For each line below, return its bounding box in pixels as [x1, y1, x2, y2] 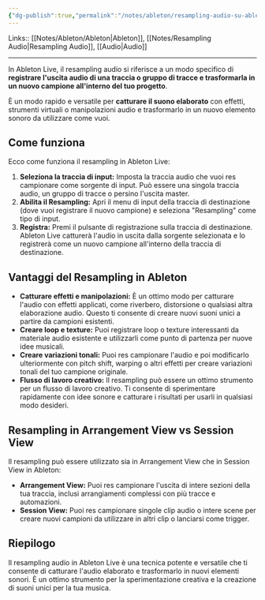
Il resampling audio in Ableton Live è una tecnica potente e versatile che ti [8, 557, 248, 567]
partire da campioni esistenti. [19, 317, 114, 326]
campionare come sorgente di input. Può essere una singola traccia [19, 181, 240, 190]
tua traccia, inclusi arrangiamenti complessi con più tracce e [19, 489, 216, 498]
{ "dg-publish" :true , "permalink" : [8, 11, 118, 20]
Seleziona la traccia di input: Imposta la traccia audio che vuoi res [19, 172, 237, 182]
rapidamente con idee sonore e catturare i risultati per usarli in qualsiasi [19, 392, 253, 402]
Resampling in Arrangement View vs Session [8, 423, 234, 437]
